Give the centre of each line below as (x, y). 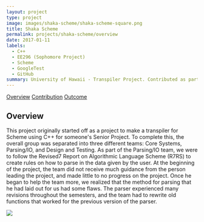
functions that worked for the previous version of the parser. (82, 201)
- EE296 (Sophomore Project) (49, 57)
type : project (24, 18)
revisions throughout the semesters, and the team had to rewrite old (91, 195)
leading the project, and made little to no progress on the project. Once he (99, 175)
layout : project (27, 12)
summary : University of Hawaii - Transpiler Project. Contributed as (96, 79)
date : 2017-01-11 (28, 40)
